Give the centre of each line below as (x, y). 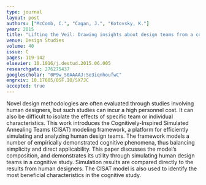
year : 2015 (20, 29)
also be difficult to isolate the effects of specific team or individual (90, 116)
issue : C (17, 52)
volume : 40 (20, 47)
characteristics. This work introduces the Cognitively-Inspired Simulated (97, 123)
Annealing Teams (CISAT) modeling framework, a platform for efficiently (97, 130)
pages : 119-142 (26, 58)
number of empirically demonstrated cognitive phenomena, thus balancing (101, 142)
